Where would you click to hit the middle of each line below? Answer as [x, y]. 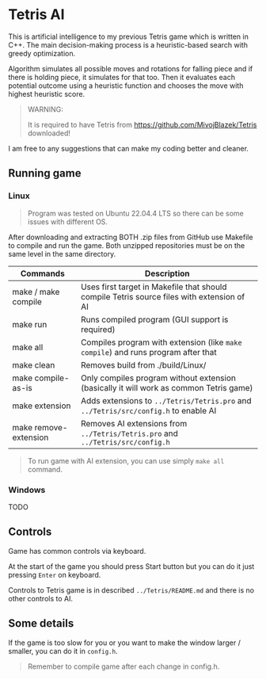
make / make [36, 292]
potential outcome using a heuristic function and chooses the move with [126, 86]
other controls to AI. [41, 598]
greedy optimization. [42, 53]
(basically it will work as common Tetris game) [167, 387]
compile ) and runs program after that [148, 352]
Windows [27, 490]
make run [30, 324]
